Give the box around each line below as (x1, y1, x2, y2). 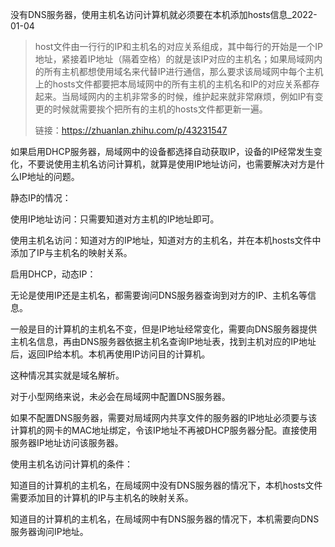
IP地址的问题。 (18, 171, 80, 182)
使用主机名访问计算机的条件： (10, 458, 133, 470)
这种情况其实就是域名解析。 (10, 369, 125, 381)
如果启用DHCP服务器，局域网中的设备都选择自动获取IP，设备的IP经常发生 (10, 146, 315, 157)
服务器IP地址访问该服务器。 (10, 437, 124, 448)
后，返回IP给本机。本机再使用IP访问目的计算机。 (10, 348, 211, 360)
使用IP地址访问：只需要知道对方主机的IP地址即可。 (10, 213, 220, 225)
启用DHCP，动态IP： (10, 268, 97, 280)
